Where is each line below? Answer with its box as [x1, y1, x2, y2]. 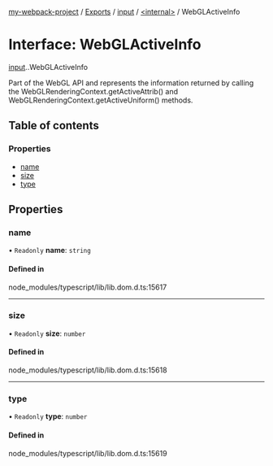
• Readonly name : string [8, 246, 91, 255]
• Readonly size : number [8, 329, 86, 338]
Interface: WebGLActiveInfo [8, 36, 201, 54]
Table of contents [8, 119, 99, 133]
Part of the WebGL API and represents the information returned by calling [8, 77, 254, 88]
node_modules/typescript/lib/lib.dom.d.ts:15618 [8, 365, 168, 375]
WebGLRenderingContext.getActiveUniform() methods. [8, 95, 193, 105]
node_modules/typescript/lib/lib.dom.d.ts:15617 [8, 282, 167, 292]
